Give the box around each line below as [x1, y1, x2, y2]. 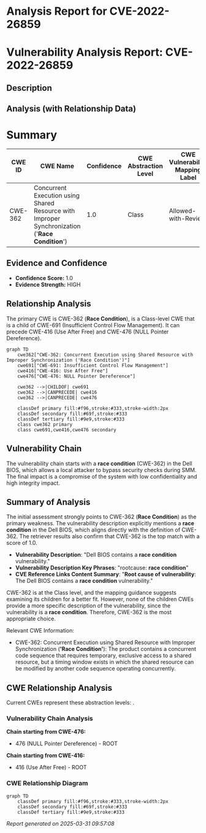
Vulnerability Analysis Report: [6, 45, 164, 59]
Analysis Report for [6, 4, 107, 18]
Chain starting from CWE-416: [6, 752, 85, 759]
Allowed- [169, 207, 196, 215]
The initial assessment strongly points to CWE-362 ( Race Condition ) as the [6, 513, 197, 520]
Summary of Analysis [6, 496, 91, 507]
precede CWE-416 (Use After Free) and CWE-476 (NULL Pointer [6, 328, 169, 335]
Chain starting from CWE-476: [6, 728, 86, 736]
